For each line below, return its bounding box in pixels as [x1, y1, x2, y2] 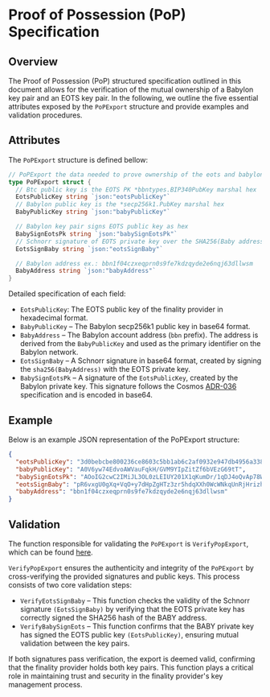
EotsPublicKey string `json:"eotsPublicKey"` [15, 193, 171, 201]
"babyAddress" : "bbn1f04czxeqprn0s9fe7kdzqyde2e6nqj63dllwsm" [15, 488, 228, 496]
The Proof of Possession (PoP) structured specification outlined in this [8, 76, 242, 85]
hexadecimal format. [19, 313, 88, 323]
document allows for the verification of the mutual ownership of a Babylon [8, 85, 254, 94]
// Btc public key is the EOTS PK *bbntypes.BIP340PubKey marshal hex [15, 185, 257, 194]
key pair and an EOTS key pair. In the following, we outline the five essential [8, 93, 259, 102]
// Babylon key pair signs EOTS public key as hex [15, 223, 189, 231]
